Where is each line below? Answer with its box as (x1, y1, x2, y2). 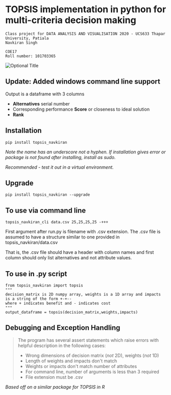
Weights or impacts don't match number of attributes (25, 363, 137, 369)
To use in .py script (5, 269, 67, 278)
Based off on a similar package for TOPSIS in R (5, 384, 105, 390)
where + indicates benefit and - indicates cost (5, 301, 111, 306)
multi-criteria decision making (5, 14, 136, 26)
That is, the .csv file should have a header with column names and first (5, 249, 154, 255)
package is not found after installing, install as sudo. (5, 154, 116, 160)
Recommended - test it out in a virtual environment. (5, 164, 114, 170)
